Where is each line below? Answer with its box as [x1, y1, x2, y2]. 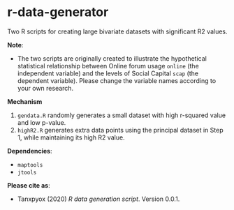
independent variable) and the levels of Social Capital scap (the [17, 69, 199, 77]
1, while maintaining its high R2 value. [17, 133, 125, 142]
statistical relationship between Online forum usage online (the [17, 61, 199, 70]
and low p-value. [17, 118, 66, 126]
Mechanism [7, 97, 43, 105]
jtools [17, 169, 37, 176]
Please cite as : [7, 181, 50, 189]
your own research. [17, 84, 74, 92]
